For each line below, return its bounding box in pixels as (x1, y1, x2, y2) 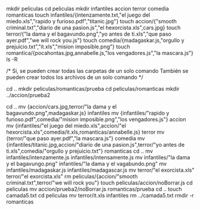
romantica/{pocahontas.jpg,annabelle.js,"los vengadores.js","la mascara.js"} (6, 50, 194, 56)
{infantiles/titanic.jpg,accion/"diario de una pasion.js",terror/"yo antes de (6, 141, 185, 148)
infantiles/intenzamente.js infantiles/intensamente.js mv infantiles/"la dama (6, 154, 190, 160)
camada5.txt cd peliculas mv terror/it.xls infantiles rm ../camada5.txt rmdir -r (6, 192, 194, 199)
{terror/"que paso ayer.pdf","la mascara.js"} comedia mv (6, 135, 145, 142)
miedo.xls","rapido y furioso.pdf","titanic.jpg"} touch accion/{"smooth (6, 18, 177, 24)
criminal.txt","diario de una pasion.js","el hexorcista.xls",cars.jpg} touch (6, 24, 181, 31)
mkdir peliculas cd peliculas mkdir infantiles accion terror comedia (6, 5, 169, 12)
